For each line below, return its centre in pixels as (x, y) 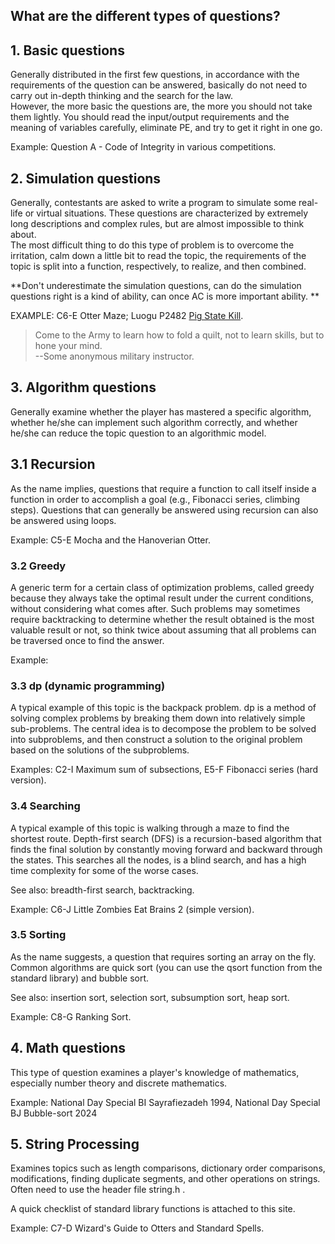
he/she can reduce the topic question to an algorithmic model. (138, 433)
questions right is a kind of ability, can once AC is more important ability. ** (165, 296)
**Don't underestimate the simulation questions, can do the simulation (156, 286)
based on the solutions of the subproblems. (100, 750)
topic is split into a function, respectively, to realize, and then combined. (158, 266)
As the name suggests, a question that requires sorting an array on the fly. (163, 956)
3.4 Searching (45, 806)
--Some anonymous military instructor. (114, 356)
